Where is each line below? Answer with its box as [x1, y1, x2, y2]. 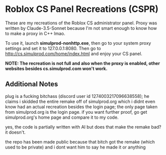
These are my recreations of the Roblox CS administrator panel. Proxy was [5, 20, 158, 26]
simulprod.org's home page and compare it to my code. [5, 114, 119, 120]
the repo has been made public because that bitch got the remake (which [5, 139, 155, 145]
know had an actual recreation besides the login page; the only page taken [5, 103, 158, 110]
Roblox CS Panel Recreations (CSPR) [5, 3, 159, 15]
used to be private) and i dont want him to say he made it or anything [5, 144, 146, 150]
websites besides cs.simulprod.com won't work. [5, 66, 108, 72]
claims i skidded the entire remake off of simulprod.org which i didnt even [5, 98, 155, 104]
